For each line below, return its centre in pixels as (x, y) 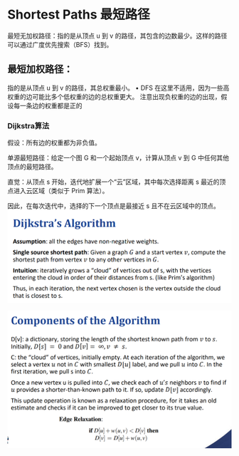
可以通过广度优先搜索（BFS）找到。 (60, 44)
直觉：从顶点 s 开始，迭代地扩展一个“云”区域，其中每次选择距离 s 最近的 (113, 182)
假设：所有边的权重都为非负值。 (54, 142)
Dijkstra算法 (28, 125)
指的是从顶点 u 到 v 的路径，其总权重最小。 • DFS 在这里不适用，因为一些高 (118, 88)
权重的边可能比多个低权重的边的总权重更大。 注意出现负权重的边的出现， (114, 96)
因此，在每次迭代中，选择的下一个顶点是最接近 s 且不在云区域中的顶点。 (114, 206)
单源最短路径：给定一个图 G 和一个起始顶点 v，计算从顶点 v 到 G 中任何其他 (118, 158)
